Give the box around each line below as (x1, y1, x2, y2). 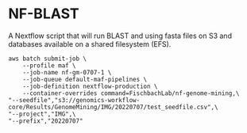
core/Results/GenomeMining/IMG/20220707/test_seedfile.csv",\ (8, 103, 218, 111)
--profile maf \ (22, 61, 77, 70)
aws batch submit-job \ (8, 55, 87, 63)
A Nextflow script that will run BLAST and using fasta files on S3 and (8, 31, 233, 40)
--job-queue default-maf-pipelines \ (22, 75, 148, 83)
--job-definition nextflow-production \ (22, 82, 158, 90)
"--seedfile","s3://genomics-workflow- (8, 96, 141, 104)
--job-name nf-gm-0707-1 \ (22, 68, 112, 76)
